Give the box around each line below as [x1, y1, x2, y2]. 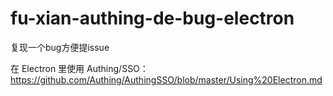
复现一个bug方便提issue [10, 41, 110, 53]
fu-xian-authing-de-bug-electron [10, 7, 295, 30]
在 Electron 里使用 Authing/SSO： [10, 62, 149, 74]
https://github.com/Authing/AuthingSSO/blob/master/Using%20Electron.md [10, 73, 323, 86]
